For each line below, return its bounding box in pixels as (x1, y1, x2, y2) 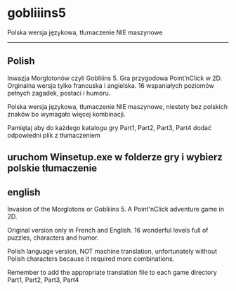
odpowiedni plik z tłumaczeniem (7, 131, 100, 139)
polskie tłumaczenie (7, 162, 98, 174)
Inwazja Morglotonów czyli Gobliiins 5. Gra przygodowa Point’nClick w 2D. (7, 74, 223, 82)
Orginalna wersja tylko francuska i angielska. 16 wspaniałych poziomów (7, 81, 214, 89)
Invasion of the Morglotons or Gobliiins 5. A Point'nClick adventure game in (7, 205, 225, 213)
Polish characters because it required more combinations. (7, 254, 175, 263)
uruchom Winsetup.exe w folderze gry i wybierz (7, 151, 223, 163)
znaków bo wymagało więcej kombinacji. (7, 110, 126, 118)
